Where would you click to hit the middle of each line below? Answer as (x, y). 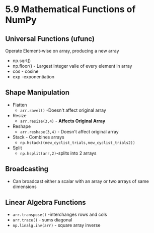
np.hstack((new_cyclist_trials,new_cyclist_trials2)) (78, 143)
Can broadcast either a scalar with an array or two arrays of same (81, 181)
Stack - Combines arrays (38, 137)
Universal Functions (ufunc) (50, 39)
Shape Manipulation (37, 93)
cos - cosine (25, 71)
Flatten (20, 105)
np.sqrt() (22, 61)
